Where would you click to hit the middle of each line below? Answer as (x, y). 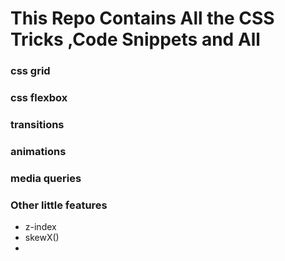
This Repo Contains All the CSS (142, 18)
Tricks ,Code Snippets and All (135, 39)
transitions (37, 124)
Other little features (59, 205)
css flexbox (39, 98)
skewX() (42, 238)
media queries (46, 178)
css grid (30, 71)
